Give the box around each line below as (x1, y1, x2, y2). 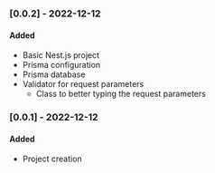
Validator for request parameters (22, 79, 145, 90)
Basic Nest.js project (22, 50, 100, 61)
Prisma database (22, 69, 86, 80)
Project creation (22, 153, 83, 165)
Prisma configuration (22, 60, 101, 71)
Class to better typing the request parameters (35, 89, 206, 100)
